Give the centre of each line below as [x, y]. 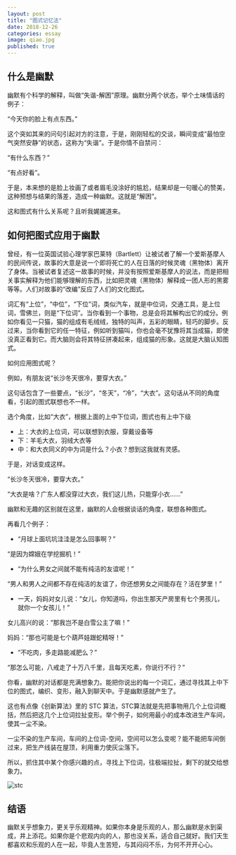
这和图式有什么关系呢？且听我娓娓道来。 [66, 211]
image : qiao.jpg [31, 40]
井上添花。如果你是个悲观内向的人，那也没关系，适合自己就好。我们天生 [124, 836]
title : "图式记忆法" [34, 20]
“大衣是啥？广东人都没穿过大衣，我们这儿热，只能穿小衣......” [95, 494]
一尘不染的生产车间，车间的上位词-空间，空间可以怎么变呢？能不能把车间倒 [117, 738]
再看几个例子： [29, 524]
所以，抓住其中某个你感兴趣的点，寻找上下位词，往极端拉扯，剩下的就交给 [115, 762]
